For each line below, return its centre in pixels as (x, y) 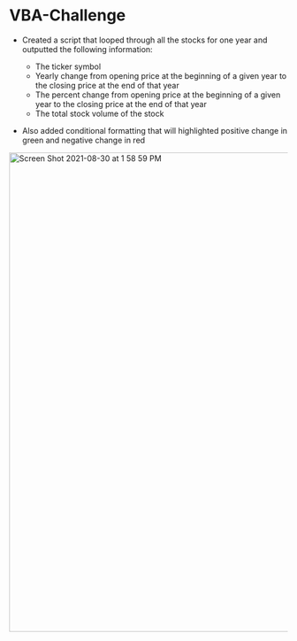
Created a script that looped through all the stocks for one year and (145, 40)
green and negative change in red (84, 140)
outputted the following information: (87, 49)
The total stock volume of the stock (99, 113)
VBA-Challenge (68, 15)
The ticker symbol (68, 66)
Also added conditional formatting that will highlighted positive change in (155, 130)
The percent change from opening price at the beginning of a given (158, 95)
